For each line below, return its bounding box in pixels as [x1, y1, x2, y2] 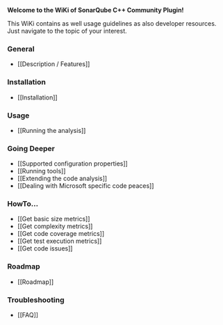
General [7, 44, 35, 54]
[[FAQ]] [17, 311, 39, 319]
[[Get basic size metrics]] [17, 215, 90, 223]
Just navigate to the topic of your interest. [7, 27, 127, 35]
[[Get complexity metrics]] [17, 222, 93, 230]
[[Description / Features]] [17, 60, 90, 68]
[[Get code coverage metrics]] [17, 230, 105, 238]
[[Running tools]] [17, 167, 66, 175]
